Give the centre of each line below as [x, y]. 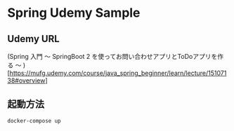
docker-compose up [34, 120]
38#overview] [27, 81]
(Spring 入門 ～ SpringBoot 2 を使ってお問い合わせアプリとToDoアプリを [112, 56]
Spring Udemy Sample [74, 13]
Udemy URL [33, 39]
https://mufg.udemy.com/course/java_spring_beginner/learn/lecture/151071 [118, 73]
